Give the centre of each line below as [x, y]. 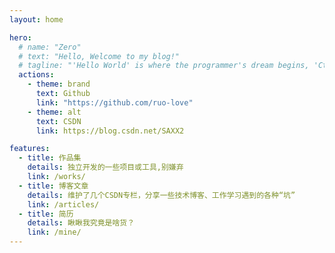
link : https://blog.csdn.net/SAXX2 [110, 131]
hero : [20, 37]
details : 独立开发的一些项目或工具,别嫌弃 [105, 167]
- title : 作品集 [50, 158]
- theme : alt [54, 112]
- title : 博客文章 [53, 186]
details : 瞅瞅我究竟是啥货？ [81, 223]
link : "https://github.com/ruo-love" [114, 102]
